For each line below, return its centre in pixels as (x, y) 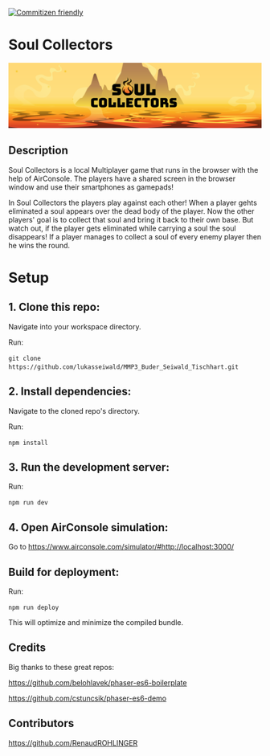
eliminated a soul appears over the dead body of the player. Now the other (131, 211)
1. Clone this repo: (54, 307)
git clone (25, 358)
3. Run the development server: (89, 467)
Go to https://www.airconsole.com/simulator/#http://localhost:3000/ (121, 547)
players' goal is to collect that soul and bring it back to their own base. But (131, 219)
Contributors (41, 723)
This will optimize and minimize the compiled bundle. (96, 622)
